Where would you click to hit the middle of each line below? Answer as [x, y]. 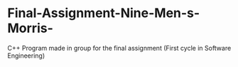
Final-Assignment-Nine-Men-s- [104, 13]
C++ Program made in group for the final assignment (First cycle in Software [119, 48]
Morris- [30, 28]
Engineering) [26, 56]
